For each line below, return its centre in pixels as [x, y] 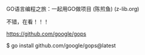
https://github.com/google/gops [46, 34]
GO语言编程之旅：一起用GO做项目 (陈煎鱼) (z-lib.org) [73, 9]
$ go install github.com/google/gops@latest [61, 45]
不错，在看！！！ [28, 22]
